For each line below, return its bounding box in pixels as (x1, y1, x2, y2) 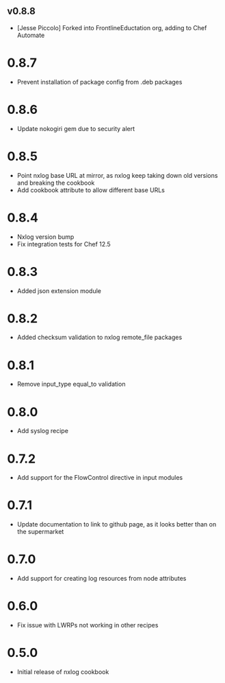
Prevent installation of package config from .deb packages (16, 78, 183, 86)
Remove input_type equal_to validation (16, 380, 126, 389)
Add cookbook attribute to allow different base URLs (16, 185, 166, 194)
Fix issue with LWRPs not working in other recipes (16, 621, 159, 629)
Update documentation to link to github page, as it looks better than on (16, 520, 217, 529)
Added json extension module (16, 286, 101, 294)
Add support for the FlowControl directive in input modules (16, 474, 183, 482)
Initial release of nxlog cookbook (16, 668, 109, 675)
